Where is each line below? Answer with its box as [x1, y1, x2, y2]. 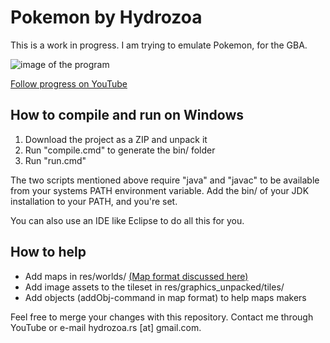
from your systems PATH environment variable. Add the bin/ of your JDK [10, 184, 310, 196]
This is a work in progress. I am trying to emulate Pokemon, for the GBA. [10, 39, 308, 51]
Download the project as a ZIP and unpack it [24, 133, 208, 145]
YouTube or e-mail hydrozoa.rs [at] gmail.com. [10, 321, 202, 333]
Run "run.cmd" [24, 154, 87, 166]
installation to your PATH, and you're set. [10, 195, 178, 207]
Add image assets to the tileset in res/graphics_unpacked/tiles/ [24, 281, 285, 293]
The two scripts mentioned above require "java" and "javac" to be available [10, 174, 320, 186]
